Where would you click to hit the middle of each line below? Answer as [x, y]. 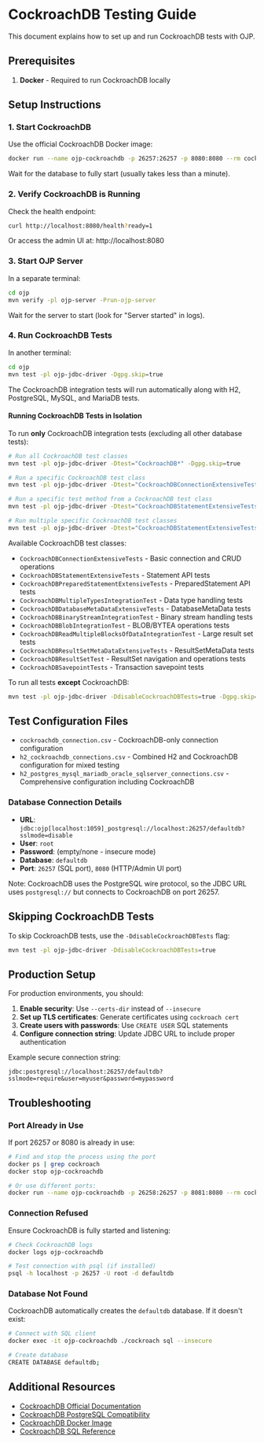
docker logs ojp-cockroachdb [56, 1252]
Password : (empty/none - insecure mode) [88, 851]
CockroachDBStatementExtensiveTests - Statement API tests [115, 575]
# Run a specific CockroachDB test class [77, 478]
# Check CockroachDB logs [50, 1245]
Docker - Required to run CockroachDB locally [95, 80]
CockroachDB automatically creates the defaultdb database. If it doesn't [125, 1311]
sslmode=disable [46, 835]
